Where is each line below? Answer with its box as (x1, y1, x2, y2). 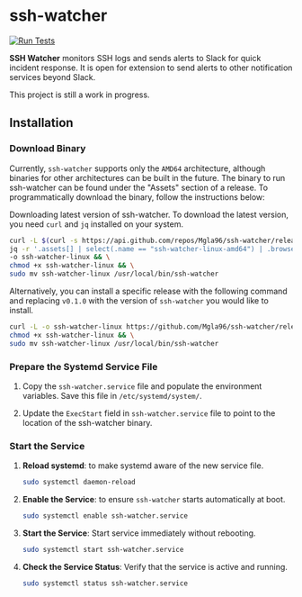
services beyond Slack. (9, 71, 96, 82)
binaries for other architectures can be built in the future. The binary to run (9, 172, 286, 183)
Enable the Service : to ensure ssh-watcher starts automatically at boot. (22, 494, 286, 505)
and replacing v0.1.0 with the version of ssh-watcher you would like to (9, 295, 270, 306)
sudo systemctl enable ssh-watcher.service (22, 511, 189, 520)
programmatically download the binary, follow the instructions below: (9, 191, 265, 203)
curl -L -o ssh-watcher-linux (9, 322, 123, 331)
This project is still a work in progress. (9, 89, 150, 100)
